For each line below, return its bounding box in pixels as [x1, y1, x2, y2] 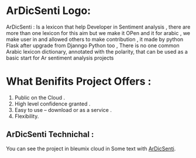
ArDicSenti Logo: [6, 4, 91, 17]
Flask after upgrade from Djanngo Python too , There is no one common [6, 42, 180, 49]
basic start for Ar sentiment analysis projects [6, 54, 114, 61]
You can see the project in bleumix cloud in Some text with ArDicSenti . [6, 145, 176, 152]
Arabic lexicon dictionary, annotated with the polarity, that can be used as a [6, 48, 188, 55]
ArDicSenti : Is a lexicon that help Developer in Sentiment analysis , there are [6, 23, 191, 30]
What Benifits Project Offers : [6, 75, 152, 88]
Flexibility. [14, 113, 39, 120]
